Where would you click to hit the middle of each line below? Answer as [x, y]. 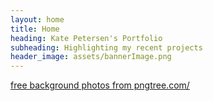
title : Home [35, 29]
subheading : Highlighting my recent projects [106, 47]
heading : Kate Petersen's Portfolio [86, 38]
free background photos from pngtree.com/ [100, 85]
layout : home [37, 19]
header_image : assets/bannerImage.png [91, 57]
